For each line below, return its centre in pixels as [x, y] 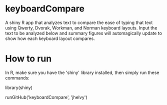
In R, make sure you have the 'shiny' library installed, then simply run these [82, 72]
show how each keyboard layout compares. [50, 38]
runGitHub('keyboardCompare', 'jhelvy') [46, 97]
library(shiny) [19, 87]
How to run [28, 59]
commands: [17, 77]
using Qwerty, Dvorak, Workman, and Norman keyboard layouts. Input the [81, 27]
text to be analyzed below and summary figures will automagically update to [84, 33]
